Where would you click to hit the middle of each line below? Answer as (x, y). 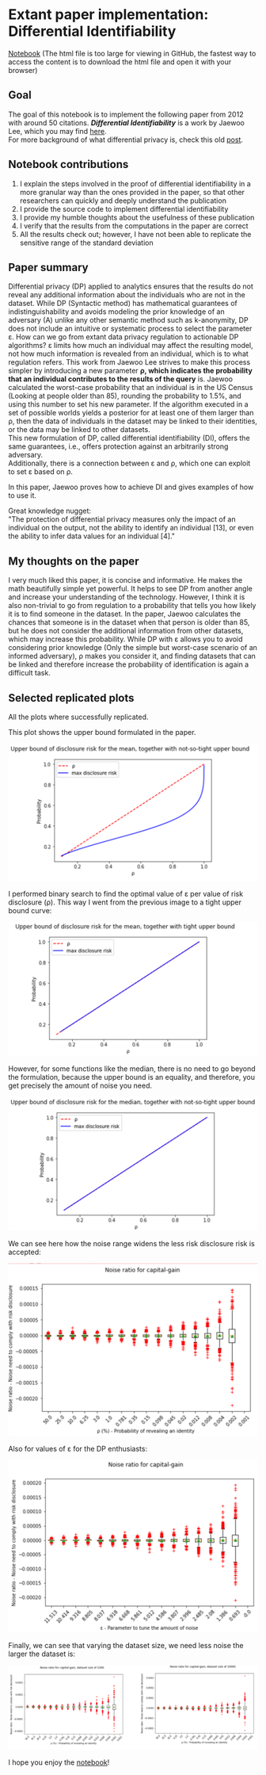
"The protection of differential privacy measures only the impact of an (122, 519)
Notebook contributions (68, 164)
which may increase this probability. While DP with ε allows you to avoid (125, 639)
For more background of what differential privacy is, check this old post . (126, 140)
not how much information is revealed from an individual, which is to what (129, 354)
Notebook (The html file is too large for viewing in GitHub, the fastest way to (132, 53)
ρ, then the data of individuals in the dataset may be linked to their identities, (133, 421)
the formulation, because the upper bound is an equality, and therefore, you (132, 1077)
